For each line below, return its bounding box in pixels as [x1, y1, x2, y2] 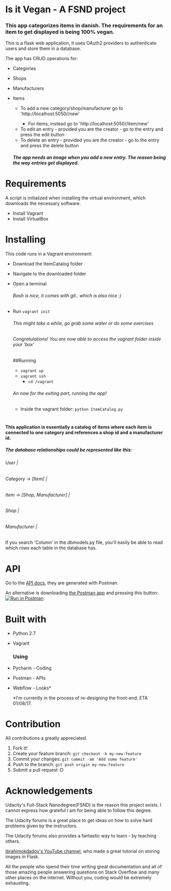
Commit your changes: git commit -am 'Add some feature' [12, 756, 138, 762]
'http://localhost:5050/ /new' [20, 111, 80, 117]
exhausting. [5, 880, 30, 886]
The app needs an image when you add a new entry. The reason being [12, 154, 166, 160]
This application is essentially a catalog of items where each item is [5, 424, 152, 430]
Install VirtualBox [12, 216, 49, 222]
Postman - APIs [12, 675, 46, 681]
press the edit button [20, 132, 65, 138]
